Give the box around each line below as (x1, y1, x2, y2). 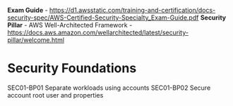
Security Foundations (7, 60, 137, 77)
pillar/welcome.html (7, 36, 65, 44)
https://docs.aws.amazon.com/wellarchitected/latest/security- (7, 28, 189, 37)
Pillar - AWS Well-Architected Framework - (7, 21, 133, 29)
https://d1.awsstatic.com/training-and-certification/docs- (49, 6, 216, 14)
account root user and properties (7, 91, 104, 99)
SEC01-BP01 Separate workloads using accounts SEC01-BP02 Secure (7, 84, 211, 92)
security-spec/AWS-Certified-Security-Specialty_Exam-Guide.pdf (7, 13, 199, 22)
